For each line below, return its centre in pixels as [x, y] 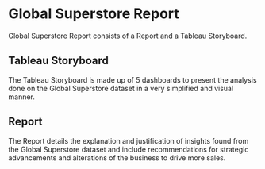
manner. [22, 97]
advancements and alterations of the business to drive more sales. [117, 157]
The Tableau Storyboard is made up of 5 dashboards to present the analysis [132, 79]
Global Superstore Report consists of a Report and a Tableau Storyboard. [128, 36]
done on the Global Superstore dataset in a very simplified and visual [121, 88]
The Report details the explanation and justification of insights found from [129, 140]
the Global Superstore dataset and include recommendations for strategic [129, 149]
